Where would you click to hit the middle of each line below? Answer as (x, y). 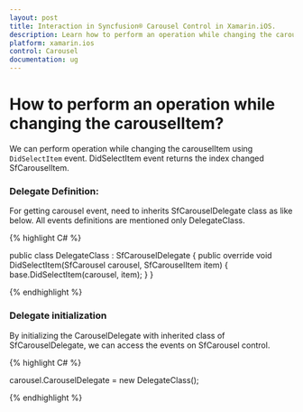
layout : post (34, 18)
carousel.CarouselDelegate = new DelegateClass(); (104, 379)
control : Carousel (44, 51)
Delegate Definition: (54, 191)
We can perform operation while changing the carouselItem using (131, 148)
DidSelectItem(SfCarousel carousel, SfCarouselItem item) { (119, 265)
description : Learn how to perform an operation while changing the (141, 34)
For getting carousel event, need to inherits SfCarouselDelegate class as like (151, 211)
